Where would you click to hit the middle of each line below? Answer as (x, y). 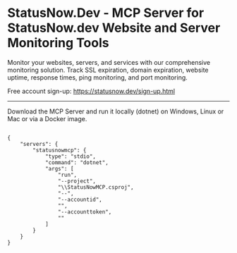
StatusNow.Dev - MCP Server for (106, 13)
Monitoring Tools (58, 43)
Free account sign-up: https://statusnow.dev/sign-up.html (91, 91)
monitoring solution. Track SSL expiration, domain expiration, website (108, 70)
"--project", (77, 181)
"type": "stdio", (71, 156)
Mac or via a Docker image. (47, 118)
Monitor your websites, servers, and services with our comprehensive (109, 62)
